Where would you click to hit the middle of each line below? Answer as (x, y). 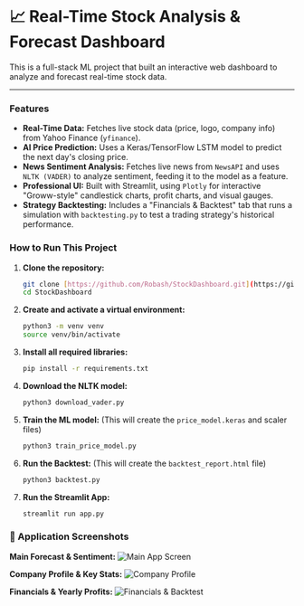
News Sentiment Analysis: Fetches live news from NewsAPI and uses (151, 166)
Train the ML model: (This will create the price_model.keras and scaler (155, 420)
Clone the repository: (63, 268)
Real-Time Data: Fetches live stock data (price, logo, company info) (149, 128)
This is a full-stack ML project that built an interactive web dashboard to (143, 67)
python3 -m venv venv (63, 327)
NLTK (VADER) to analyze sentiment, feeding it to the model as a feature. (155, 176)
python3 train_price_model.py (80, 446)
